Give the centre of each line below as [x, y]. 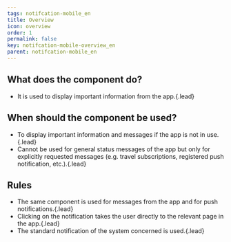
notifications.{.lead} [45, 209]
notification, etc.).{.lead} [52, 164]
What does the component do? [75, 80]
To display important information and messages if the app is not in [111, 134]
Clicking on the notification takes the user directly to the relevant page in [120, 217]
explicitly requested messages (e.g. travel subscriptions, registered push [120, 156]
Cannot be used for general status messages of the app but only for [113, 149]
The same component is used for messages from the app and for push [118, 202]
